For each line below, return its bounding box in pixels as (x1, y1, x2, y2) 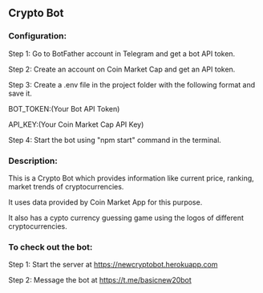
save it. (8, 88, 32, 98)
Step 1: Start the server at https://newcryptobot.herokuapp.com (8, 260, 218, 270)
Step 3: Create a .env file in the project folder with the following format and (8, 79, 256, 89)
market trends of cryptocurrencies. (8, 181, 124, 191)
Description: (8, 155, 58, 166)
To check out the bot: (8, 241, 93, 252)
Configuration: (8, 31, 67, 42)
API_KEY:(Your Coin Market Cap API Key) (8, 120, 144, 129)
